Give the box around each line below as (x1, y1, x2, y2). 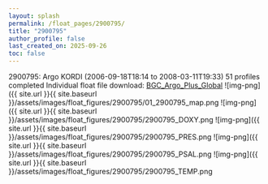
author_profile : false (8, 34, 85, 43)
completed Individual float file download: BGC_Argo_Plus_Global (8, 80, 223, 90)
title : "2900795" (8, 27, 67, 35)
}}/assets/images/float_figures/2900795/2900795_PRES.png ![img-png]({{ (8, 132, 258, 142)
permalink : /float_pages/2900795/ (8, 19, 126, 28)
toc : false (8, 49, 45, 58)
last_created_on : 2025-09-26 (8, 42, 107, 50)
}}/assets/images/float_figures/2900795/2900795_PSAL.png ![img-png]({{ (8, 149, 258, 159)
